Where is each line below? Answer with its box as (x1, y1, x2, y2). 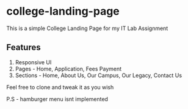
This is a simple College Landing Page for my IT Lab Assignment (6, 24, 168, 32)
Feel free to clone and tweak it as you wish (6, 83, 114, 91)
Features (6, 42, 41, 53)
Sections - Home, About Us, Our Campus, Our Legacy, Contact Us (15, 72, 182, 79)
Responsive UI (15, 58, 52, 66)
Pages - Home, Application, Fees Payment (15, 65, 122, 72)
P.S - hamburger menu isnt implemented (6, 95, 109, 102)
